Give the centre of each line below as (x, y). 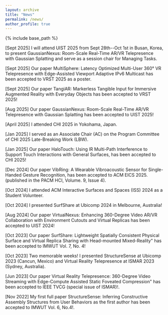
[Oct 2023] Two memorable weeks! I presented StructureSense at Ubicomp (83, 256)
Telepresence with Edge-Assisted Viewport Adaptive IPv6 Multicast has (79, 74)
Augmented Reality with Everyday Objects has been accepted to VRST (78, 94)
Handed (13, 175)
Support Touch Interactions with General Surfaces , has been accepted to (81, 154)
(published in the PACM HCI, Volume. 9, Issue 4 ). (56, 180)
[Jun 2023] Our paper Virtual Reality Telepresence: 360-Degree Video (78, 276)
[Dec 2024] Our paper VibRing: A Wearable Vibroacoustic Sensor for (76, 170)
